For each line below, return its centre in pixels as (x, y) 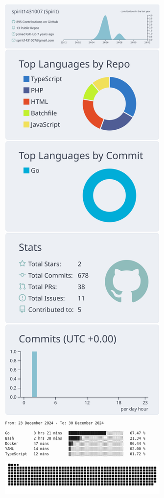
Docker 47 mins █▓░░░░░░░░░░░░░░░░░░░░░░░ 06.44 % (75, 444)
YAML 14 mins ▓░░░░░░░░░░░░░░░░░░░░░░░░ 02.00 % (75, 449)
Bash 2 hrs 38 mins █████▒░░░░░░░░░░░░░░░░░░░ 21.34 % (75, 439)
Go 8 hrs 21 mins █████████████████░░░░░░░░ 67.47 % (75, 433)
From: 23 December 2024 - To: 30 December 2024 (55, 423)
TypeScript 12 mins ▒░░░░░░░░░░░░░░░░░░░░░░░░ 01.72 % (75, 454)
